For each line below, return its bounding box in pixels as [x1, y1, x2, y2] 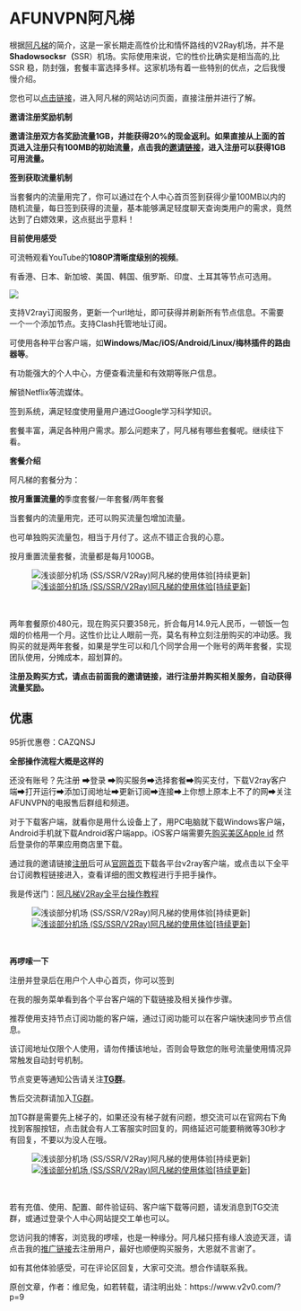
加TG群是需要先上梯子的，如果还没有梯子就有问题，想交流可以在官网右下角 [9, 1112, 288, 1122]
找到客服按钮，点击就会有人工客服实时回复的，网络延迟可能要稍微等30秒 [9, 1122, 279, 1133]
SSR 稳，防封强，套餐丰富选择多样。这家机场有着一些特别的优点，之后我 [9, 62, 278, 73]
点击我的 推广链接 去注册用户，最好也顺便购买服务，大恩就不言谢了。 [9, 1243, 261, 1253]
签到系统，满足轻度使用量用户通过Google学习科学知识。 [9, 405, 217, 416]
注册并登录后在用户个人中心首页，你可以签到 [9, 974, 175, 985]
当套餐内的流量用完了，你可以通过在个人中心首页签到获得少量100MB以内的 [9, 190, 287, 202]
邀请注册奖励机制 [9, 111, 73, 122]
